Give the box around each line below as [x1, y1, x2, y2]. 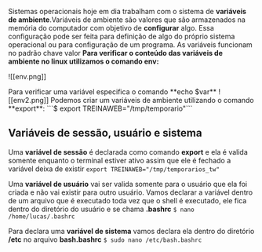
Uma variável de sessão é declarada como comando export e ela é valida [8, 147, 249, 156]
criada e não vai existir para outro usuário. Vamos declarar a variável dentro [8, 188, 253, 197]
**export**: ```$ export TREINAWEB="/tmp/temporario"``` [8, 104, 193, 113]
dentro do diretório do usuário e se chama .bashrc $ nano [8, 204, 195, 214]
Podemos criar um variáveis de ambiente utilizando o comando [50, 96, 254, 104]
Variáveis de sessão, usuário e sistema [8, 126, 202, 140]
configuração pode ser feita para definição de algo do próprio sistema [8, 31, 235, 41]
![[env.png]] [8, 72, 47, 81]
